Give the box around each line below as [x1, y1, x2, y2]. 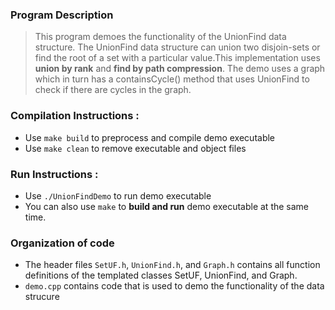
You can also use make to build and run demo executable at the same [24, 200, 310, 212]
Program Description [10, 8, 114, 22]
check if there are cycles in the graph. [34, 84, 192, 96]
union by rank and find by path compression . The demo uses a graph [34, 63, 326, 75]
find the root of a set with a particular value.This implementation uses [34, 52, 321, 64]
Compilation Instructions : [10, 109, 140, 123]
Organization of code [10, 236, 115, 250]
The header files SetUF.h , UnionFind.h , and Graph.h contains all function [24, 259, 321, 271]
